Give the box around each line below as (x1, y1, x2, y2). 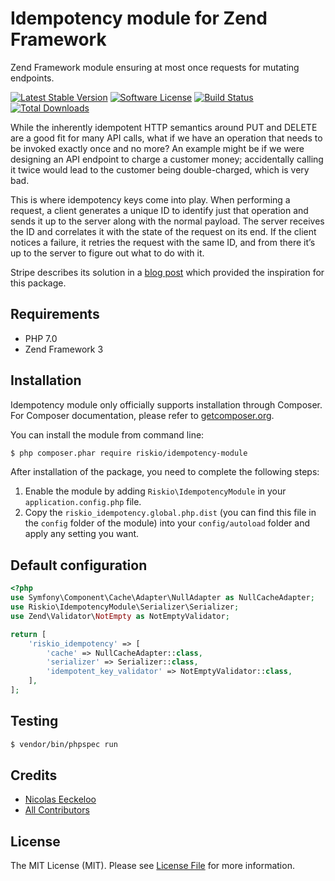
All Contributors (24, 804, 90, 816)
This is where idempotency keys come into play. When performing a (10, 193, 291, 206)
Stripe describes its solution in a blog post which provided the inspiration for (10, 266, 325, 278)
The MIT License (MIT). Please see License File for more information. (10, 860, 295, 872)
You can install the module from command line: (10, 428, 205, 441)
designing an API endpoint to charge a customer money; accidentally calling (10, 153, 324, 165)
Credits (10, 767, 58, 784)
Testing (10, 713, 59, 730)
